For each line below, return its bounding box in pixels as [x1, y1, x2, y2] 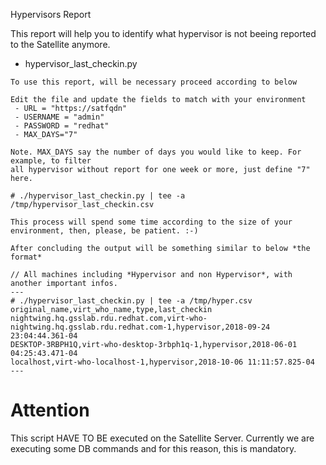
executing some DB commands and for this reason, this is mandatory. [10, 442, 297, 454]
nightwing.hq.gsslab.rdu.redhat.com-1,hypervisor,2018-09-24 [10, 322, 271, 332]
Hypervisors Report [10, 9, 92, 20]
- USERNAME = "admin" [14, 112, 105, 122]
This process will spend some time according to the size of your [10, 217, 293, 227]
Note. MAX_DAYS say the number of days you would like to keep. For [10, 147, 302, 157]
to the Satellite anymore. [10, 39, 111, 50]
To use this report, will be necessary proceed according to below [10, 77, 298, 87]
